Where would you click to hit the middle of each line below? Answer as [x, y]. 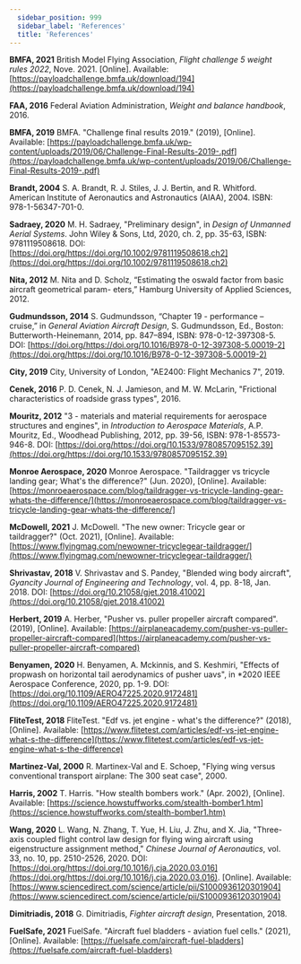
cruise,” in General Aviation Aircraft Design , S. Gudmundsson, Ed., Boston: [146, 326]
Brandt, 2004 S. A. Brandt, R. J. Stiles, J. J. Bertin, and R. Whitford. [133, 188]
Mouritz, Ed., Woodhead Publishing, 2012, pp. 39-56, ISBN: [118, 435]
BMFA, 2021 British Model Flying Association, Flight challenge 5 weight [141, 60]
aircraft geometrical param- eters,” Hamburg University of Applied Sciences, [150, 290]
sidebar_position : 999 [60, 17]
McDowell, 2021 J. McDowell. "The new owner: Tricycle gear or [127, 527]
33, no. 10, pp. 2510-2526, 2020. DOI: [78, 858]
